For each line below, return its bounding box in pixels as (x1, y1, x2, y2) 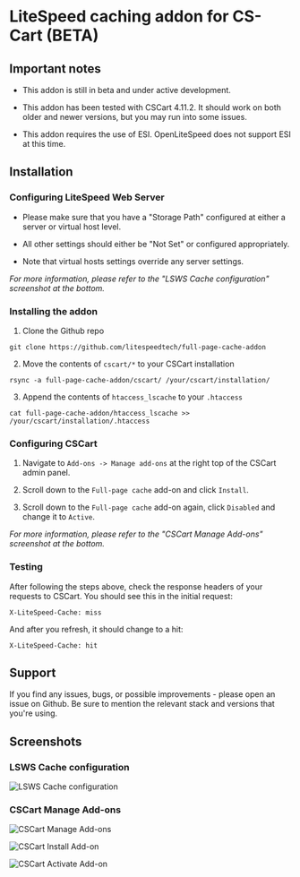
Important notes (9, 61, 101, 76)
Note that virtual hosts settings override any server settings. (21, 255, 244, 266)
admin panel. (21, 468, 71, 478)
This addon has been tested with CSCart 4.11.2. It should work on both (21, 102, 282, 113)
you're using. (9, 708, 58, 718)
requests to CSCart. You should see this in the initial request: (9, 590, 233, 601)
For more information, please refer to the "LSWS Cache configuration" (9, 273, 270, 284)
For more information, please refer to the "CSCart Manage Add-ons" (9, 529, 263, 539)
